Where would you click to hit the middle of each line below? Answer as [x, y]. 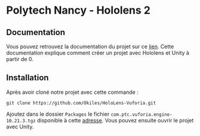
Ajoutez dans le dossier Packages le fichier [58, 114]
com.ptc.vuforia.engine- [141, 114]
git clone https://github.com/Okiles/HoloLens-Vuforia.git [81, 103]
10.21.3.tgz [21, 121]
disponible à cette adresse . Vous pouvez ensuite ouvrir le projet [115, 120]
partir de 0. [20, 59]
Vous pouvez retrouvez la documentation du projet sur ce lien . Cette [90, 46]
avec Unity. [20, 126]
